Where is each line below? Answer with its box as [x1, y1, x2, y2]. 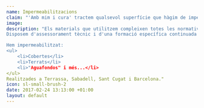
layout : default [6, 93, 47, 99]
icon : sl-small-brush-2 [6, 81, 67, 87]
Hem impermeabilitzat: [6, 42, 64, 48]
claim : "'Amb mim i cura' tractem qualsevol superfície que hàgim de [6, 14, 186, 21]
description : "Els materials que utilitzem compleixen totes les [6, 25, 175, 32]
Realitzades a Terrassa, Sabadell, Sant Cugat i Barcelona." [6, 76, 165, 82]
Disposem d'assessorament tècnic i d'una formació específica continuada [6, 31, 197, 37]
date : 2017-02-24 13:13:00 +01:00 [6, 87, 94, 94]
